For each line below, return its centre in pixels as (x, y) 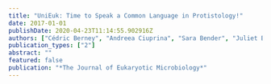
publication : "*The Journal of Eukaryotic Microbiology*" (108, 68)
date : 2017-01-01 (38, 23)
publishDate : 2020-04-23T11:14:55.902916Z (81, 30)
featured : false (35, 61)
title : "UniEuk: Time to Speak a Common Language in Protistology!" (126, 16)
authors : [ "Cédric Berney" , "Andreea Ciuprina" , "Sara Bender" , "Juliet (133, 38)
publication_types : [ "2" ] (52, 46)
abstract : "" (30, 53)
